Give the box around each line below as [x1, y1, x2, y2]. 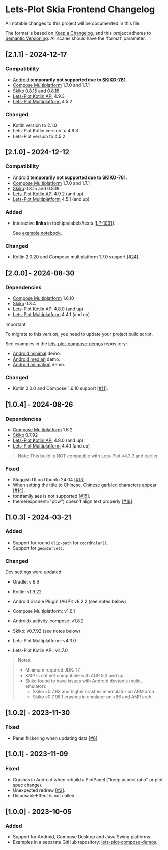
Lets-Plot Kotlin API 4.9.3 [12, 93, 65, 99]
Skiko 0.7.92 [12, 432, 38, 438]
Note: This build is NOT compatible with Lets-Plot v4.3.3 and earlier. [17, 453, 159, 459]
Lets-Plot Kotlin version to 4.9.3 [12, 127, 78, 133]
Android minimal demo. [12, 350, 61, 356]
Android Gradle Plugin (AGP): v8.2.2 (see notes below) [12, 598, 126, 605]
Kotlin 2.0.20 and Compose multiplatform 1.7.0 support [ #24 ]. [12, 254, 140, 260]
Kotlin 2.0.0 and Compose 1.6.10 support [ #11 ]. [12, 385, 108, 391]
